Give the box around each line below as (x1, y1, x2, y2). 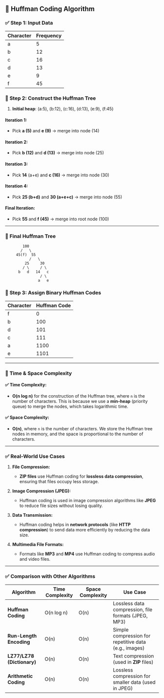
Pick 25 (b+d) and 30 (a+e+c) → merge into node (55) (12, 194, 123, 200)
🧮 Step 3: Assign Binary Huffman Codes (5, 289, 102, 296)
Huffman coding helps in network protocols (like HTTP (19, 522, 131, 528)
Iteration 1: (5, 117, 27, 123)
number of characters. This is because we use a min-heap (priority (12, 398, 148, 404)
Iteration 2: (5, 139, 28, 145)
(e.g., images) (113, 644, 145, 651)
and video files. (19, 556, 51, 562)
